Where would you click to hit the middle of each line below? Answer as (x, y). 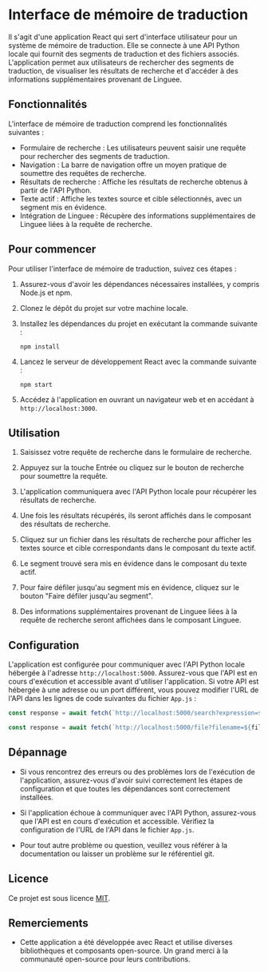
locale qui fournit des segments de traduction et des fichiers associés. (124, 54)
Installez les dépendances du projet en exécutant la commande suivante (138, 323)
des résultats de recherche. (65, 524)
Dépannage (38, 753)
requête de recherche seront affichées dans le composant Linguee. (130, 620)
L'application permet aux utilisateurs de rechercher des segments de (121, 62)
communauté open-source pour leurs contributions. (105, 959)
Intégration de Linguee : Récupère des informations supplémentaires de (138, 215)
